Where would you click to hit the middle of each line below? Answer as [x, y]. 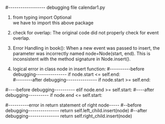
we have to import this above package [53, 23]
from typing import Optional [42, 17]
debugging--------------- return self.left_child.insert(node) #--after [76, 110]
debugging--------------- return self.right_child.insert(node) [69, 116]
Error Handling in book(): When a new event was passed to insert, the [86, 48]
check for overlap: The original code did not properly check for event [86, 33]
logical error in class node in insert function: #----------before [78, 69]
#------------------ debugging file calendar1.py [55, 7]
